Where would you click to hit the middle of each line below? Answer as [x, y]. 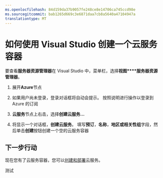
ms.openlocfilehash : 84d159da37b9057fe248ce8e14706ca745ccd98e [70, 10]
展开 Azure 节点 [27, 87]
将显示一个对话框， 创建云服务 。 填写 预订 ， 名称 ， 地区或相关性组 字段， [83, 124]
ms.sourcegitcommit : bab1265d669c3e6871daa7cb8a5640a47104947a [70, 14]
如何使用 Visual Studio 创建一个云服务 [81, 44]
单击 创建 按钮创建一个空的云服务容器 [52, 131]
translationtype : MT [26, 19]
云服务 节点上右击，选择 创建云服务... [48, 114]
